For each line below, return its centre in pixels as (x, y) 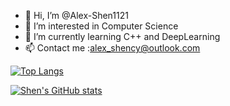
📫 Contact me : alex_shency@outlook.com (112, 48)
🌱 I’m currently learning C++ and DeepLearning (122, 36)
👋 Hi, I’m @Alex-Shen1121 (76, 15)
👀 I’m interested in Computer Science (101, 26)
